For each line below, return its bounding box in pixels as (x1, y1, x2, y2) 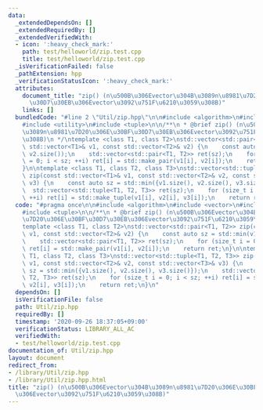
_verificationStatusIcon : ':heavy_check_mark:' (15, 77, 174, 85)
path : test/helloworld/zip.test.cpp (22, 48, 142, 56)
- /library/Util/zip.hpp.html (8, 376, 107, 384)
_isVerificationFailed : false (15, 63, 113, 71)
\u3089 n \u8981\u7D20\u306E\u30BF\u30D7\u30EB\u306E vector (22, 128, 215, 136)
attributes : (15, 84, 55, 93)
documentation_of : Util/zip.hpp (8, 347, 113, 355)
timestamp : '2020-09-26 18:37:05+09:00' (15, 317, 149, 325)
